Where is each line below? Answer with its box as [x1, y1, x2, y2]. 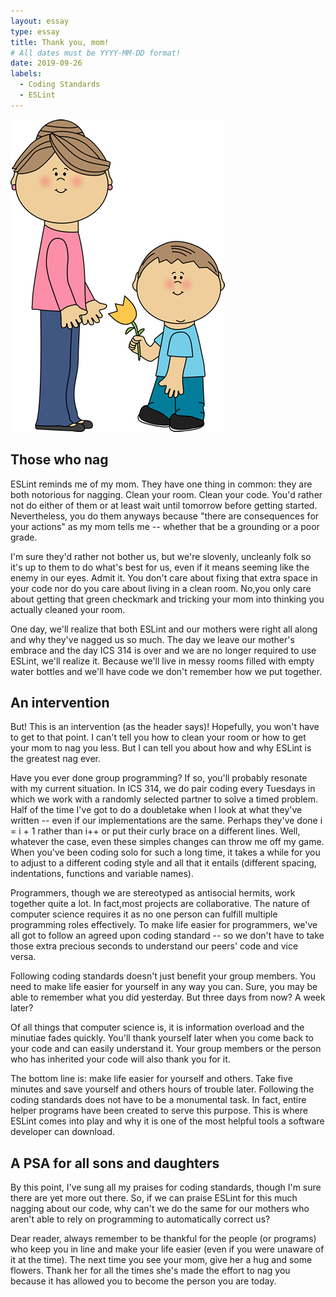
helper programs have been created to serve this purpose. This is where [10, 1105, 308, 1117]
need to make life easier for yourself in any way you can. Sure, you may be [10, 981, 318, 993]
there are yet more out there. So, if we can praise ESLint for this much [10, 1192, 298, 1204]
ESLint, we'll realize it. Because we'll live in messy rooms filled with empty [10, 655, 315, 667]
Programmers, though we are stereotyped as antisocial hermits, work [10, 887, 296, 899]
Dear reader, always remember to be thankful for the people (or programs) [10, 1233, 317, 1245]
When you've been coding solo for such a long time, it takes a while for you [10, 846, 321, 859]
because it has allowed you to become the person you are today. [10, 1275, 277, 1287]
